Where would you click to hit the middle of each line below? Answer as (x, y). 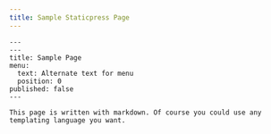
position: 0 (40, 81)
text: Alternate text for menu (76, 73)
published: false (42, 89)
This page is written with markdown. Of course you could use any (135, 113)
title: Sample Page (46, 58)
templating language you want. (68, 120)
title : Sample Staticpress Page (69, 17)
